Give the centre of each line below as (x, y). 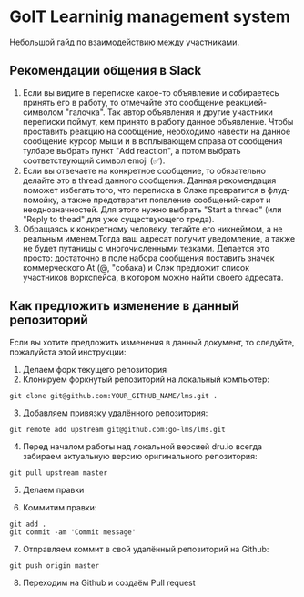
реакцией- (246, 102)
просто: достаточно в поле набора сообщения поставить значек (148, 258)
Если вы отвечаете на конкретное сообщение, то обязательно (144, 170)
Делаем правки (53, 489)
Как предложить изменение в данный (124, 306)
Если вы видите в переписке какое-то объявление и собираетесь (151, 92)
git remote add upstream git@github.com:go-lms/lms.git (117, 429)
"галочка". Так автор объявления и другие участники (169, 112)
